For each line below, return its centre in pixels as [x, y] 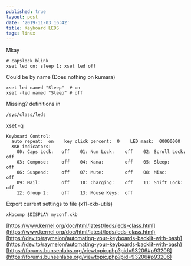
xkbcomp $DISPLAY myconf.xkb [42, 215]
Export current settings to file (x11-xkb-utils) [60, 204]
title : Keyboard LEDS [33, 28]
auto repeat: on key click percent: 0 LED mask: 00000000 [96, 142]
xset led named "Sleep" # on [43, 88]
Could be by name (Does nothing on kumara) [61, 77]
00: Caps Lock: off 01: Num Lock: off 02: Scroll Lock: [101, 152]
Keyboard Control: [29, 137]
